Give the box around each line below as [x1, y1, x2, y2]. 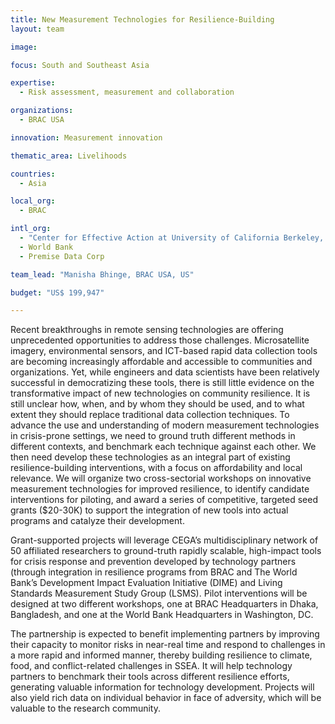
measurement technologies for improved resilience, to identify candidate [10, 483, 310, 495]
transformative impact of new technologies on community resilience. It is [10, 387, 311, 400]
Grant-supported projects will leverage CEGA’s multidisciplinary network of [10, 534, 319, 546]
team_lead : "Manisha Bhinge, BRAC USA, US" [10, 269, 195, 280]
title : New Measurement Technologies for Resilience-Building [10, 14, 275, 25]
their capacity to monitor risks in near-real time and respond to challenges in [10, 639, 326, 651]
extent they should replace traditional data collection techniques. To [10, 409, 290, 421]
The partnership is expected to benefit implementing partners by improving [10, 628, 320, 640]
